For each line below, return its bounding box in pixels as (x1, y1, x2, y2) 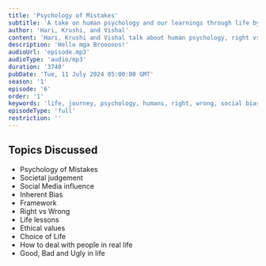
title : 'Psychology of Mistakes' (8, 11, 119, 20)
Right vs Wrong (19, 206, 70, 215)
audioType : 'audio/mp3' (8, 56, 87, 64)
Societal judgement (19, 173, 83, 182)
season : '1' (8, 77, 47, 85)
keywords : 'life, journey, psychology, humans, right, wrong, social (8, 99, 243, 107)
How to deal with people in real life (19, 240, 133, 249)
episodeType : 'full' (8, 107, 77, 115)
